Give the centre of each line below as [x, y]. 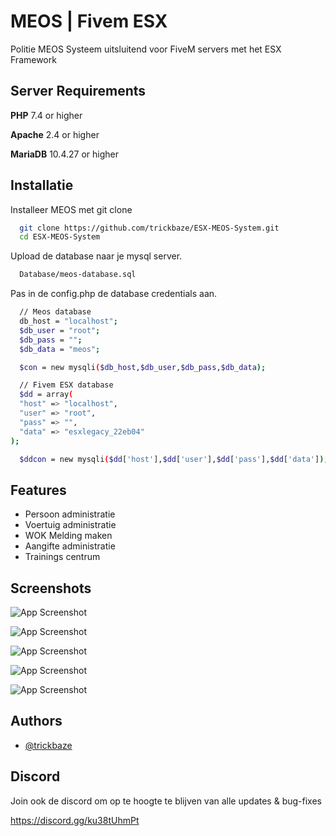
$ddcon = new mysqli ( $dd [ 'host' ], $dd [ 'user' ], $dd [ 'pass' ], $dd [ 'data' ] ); [174, 459]
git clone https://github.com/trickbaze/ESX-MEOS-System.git [149, 228]
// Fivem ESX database [66, 385]
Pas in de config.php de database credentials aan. [114, 294]
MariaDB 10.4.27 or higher [64, 154]
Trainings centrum [62, 557]
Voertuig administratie [70, 525]
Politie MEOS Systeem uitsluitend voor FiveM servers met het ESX [146, 49]
